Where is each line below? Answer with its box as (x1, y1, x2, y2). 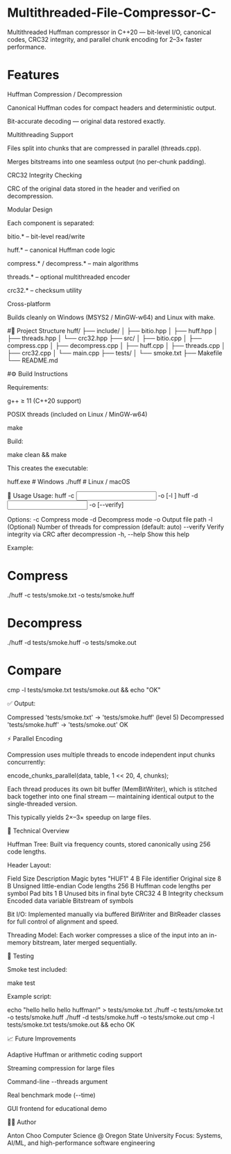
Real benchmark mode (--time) (7, 1091, 96, 1099)
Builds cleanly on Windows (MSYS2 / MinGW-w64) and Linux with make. (7, 313, 216, 321)
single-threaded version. (7, 799, 78, 808)
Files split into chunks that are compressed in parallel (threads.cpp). (7, 144, 202, 152)
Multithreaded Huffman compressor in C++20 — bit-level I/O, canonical (7, 28, 212, 36)
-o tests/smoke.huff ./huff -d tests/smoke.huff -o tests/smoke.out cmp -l (7, 1013, 215, 1021)
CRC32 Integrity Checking (7, 170, 82, 179)
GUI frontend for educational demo (7, 1104, 108, 1112)
